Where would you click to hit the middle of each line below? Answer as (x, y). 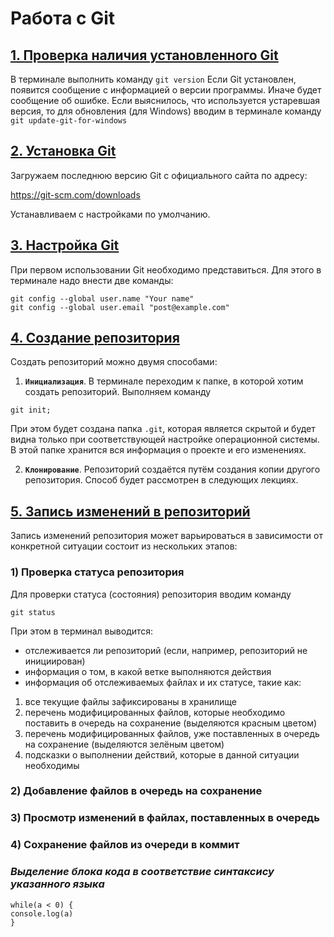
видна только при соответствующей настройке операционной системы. (165, 439)
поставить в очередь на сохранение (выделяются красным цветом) (171, 723)
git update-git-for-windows (69, 121)
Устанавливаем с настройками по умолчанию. (110, 214)
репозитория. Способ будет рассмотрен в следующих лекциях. (161, 480)
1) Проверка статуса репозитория (97, 572)
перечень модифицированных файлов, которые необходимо (155, 712)
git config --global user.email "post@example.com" (120, 307)
